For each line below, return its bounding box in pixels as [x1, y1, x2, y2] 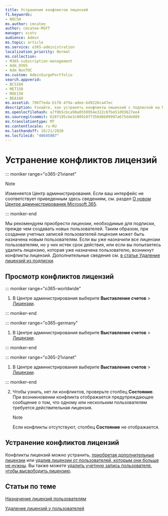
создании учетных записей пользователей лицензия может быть [5, 231, 145, 237]
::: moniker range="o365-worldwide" [5, 286, 81, 291]
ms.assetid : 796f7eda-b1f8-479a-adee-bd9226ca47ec [5, 101, 113, 106]
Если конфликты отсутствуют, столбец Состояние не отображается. [12, 424, 160, 430]
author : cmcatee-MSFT [5, 26, 50, 31]
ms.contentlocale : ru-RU [5, 124, 57, 129]
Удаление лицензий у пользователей [5, 505, 84, 511]
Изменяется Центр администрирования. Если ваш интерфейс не [5, 191, 144, 197]
